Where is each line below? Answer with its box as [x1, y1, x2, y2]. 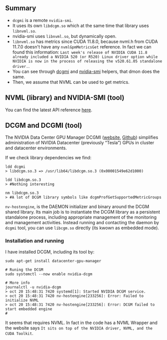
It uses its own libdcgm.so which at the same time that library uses [12, 22, 149, 28]
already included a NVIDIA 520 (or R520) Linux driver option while [12, 54, 158, 59]
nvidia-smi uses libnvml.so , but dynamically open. [12, 33, 117, 39]
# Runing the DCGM [5, 267, 43, 272]
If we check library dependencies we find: [5, 155, 92, 161]
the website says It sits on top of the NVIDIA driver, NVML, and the [5, 325, 153, 331]
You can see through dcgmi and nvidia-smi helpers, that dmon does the [12, 68, 160, 74]
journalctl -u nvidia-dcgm [5, 285, 61, 290]
